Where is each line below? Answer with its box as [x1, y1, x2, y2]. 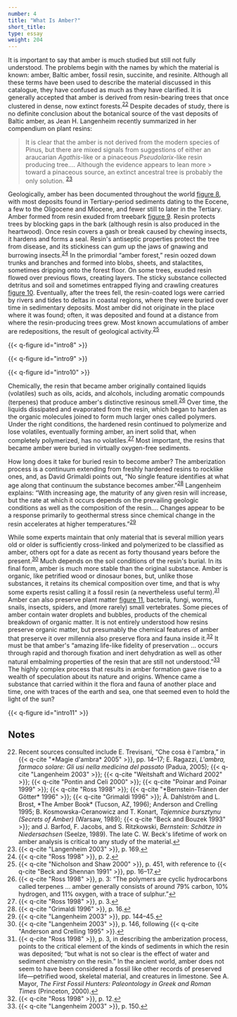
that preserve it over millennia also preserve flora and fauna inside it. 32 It [8, 633, 219, 643]
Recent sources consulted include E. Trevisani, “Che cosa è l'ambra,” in [18, 747, 226, 756]
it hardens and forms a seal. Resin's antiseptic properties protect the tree [8, 235, 220, 244]
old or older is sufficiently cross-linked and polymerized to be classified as [8, 541, 224, 549]
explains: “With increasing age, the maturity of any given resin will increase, [8, 488, 228, 497]
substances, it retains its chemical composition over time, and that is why [8, 579, 220, 588]
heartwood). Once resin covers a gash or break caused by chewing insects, [8, 227, 228, 236]
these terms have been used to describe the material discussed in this [8, 78, 212, 87]
